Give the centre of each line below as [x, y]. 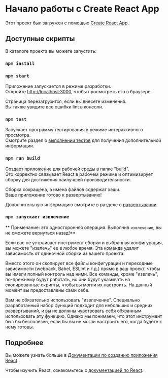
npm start [17, 76]
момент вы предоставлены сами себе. [47, 290]
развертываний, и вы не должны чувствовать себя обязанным [73, 311]
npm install [20, 63]
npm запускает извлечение [37, 217]
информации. [20, 146]
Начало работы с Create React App [82, 9]
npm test [16, 119]
